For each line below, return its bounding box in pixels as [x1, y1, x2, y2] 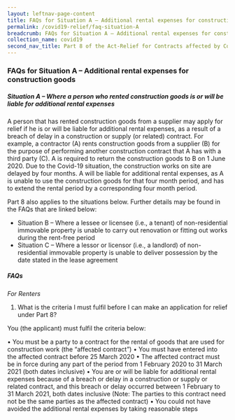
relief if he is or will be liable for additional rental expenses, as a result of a [7, 124, 222, 133]
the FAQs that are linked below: [7, 204, 97, 213]
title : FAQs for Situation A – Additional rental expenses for [7, 17, 196, 24]
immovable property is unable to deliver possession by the [48, 248, 218, 256]
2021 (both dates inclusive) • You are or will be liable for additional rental [7, 367, 217, 375]
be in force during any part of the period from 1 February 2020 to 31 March [7, 360, 222, 368]
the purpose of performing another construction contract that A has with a [7, 146, 222, 155]
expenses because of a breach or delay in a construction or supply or [7, 374, 208, 383]
